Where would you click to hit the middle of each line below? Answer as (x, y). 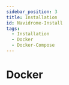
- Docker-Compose (33, 45)
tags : (13, 28)
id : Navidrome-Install (34, 23)
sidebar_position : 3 (32, 12)
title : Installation (32, 17)
